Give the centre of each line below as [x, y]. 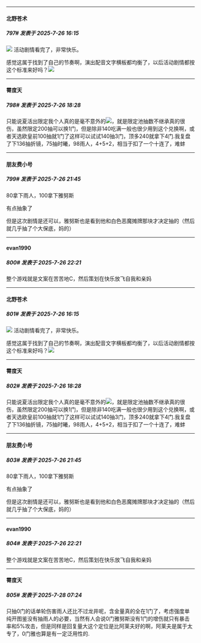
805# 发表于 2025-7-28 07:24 [44, 595]
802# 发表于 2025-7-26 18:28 [44, 386]
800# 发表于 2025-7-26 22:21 [44, 262]
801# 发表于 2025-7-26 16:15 [43, 314]
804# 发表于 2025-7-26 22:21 [44, 543]
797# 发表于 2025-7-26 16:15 [42, 33]
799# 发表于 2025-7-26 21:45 [44, 179]
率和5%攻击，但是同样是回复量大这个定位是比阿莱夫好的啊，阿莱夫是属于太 [100, 626]
